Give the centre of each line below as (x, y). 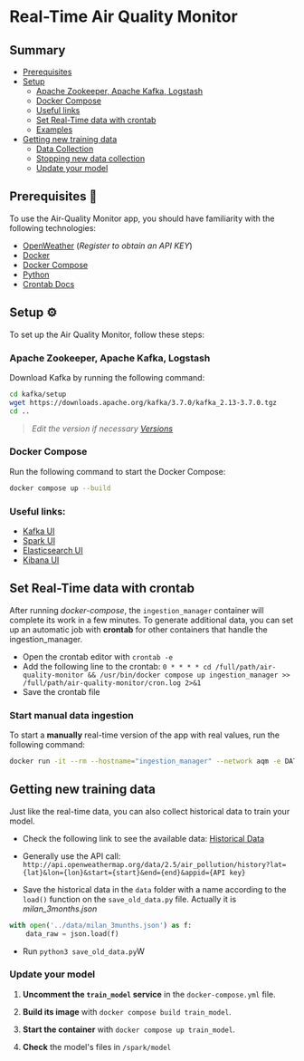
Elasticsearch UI (52, 551)
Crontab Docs (48, 284)
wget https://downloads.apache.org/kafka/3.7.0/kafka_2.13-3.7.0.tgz (143, 402)
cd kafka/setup (38, 394)
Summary (38, 50)
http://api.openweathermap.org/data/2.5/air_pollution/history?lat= (154, 864)
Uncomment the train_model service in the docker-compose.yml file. (149, 994)
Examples (54, 130)
